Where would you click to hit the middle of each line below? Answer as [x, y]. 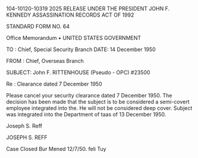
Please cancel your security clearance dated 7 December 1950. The [89, 95]
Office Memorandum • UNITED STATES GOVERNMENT [74, 38]
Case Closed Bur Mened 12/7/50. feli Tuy [56, 149]
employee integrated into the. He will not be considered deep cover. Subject [99, 108]
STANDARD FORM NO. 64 [38, 26]
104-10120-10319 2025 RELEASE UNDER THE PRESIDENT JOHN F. [88, 9]
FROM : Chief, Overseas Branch [45, 61]
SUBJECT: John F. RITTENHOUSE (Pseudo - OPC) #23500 [78, 72]
